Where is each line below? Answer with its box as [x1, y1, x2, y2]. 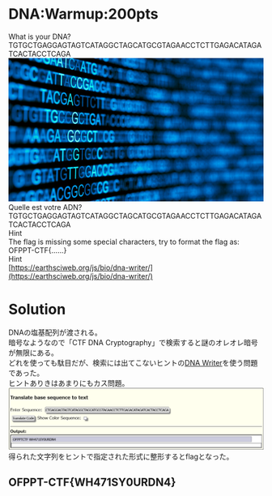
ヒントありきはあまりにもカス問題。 [8, 378, 130, 388]
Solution [8, 300, 66, 319]
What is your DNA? [8, 32, 71, 41]
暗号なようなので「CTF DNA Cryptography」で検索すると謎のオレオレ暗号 [8, 338, 258, 348]
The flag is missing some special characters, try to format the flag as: [8, 237, 240, 247]
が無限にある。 [8, 348, 58, 357]
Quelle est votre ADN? [8, 203, 83, 212]
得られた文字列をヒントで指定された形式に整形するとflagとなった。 [8, 451, 234, 461]
